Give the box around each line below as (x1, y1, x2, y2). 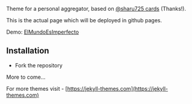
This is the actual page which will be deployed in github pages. (6, 17, 163, 23)
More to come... (6, 73, 46, 81)
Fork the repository (14, 61, 63, 69)
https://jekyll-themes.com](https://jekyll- (67, 85, 169, 92)
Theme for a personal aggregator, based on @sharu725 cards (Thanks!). (6, 5, 187, 12)
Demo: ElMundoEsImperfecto (6, 28, 79, 35)
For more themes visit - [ (6, 85, 67, 92)
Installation (6, 46, 49, 56)
